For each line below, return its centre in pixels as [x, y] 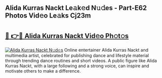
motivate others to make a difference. [43, 71]
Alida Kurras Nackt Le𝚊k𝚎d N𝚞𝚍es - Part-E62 [76, 8]
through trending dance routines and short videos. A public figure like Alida [81, 61]
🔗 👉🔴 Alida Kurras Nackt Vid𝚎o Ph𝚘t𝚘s [67, 36]
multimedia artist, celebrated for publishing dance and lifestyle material [77, 55]
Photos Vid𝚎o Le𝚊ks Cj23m [48, 16]
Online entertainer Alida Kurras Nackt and [106, 50]
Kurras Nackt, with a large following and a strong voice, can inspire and [77, 66]
